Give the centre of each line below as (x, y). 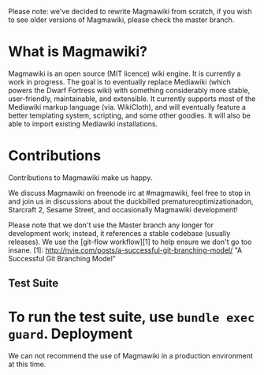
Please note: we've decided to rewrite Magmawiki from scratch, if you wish (130, 11)
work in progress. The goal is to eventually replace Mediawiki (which (119, 81)
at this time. (27, 364)
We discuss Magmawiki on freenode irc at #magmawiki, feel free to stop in (129, 193)
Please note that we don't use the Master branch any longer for (111, 225)
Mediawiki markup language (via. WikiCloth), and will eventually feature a (127, 107)
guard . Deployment (71, 334)
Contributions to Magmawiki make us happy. (80, 178)
